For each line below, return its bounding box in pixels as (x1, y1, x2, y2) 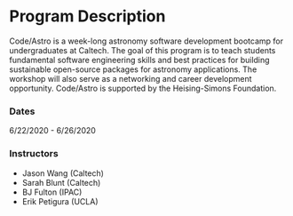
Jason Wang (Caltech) (21, 167, 105, 179)
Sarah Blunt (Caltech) (21, 177, 101, 188)
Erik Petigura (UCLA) (21, 196, 99, 206)
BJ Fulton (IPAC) (21, 187, 83, 197)
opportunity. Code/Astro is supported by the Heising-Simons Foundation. (9, 83, 277, 93)
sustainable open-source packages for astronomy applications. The (9, 64, 257, 75)
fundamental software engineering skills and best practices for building (9, 54, 270, 65)
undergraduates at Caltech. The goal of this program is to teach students (9, 44, 276, 55)
